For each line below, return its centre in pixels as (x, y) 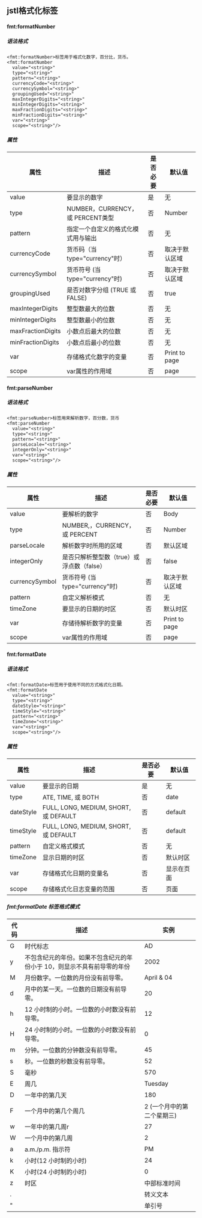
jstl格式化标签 (32, 11)
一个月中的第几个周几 (55, 1111)
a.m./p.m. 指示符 (47, 1149)
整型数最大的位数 (91, 309)
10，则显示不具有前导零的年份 (87, 966)
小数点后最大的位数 (94, 331)
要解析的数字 (80, 515)
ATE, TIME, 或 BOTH (71, 797)
